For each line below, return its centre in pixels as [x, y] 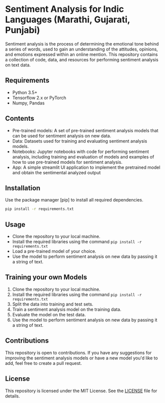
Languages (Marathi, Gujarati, [68, 20]
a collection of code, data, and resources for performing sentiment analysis [82, 59]
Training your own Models [46, 277]
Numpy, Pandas [28, 103]
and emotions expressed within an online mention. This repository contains [82, 54]
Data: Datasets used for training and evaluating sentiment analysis [80, 141]
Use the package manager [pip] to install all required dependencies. [74, 200]
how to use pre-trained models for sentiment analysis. [67, 162]
